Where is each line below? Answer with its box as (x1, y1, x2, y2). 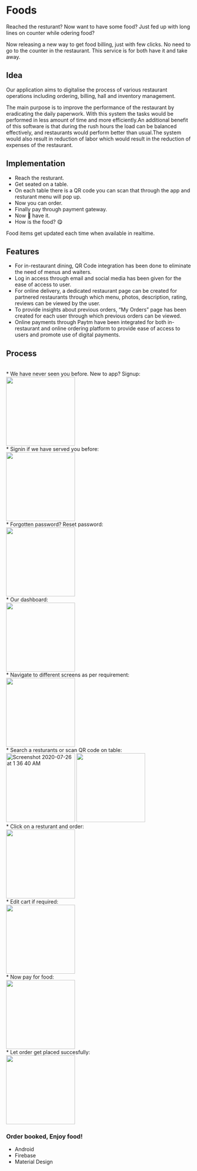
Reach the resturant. (14, 174, 65, 181)
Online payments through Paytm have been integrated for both (14, 319, 166, 326)
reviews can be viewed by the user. (14, 300, 101, 307)
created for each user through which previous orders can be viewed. (14, 312, 182, 319)
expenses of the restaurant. (6, 141, 74, 148)
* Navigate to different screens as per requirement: (6, 671, 130, 679)
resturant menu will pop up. (14, 193, 82, 200)
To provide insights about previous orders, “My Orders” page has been (14, 306, 186, 313)
